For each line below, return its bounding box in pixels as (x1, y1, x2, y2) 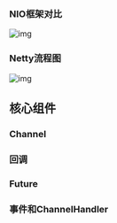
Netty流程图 (9, 52, 62, 65)
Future (9, 177, 38, 189)
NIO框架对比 (9, 7, 63, 19)
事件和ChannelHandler (9, 203, 109, 215)
